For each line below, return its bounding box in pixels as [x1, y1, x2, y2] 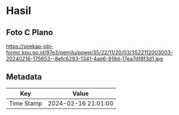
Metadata [6, 72, 42, 82]
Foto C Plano [6, 27, 53, 37]
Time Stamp [9, 99, 43, 107]
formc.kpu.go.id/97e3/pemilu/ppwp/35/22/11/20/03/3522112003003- [6, 49, 174, 56]
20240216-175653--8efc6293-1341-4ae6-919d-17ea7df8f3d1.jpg [6, 55, 163, 62]
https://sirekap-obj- [6, 43, 54, 50]
